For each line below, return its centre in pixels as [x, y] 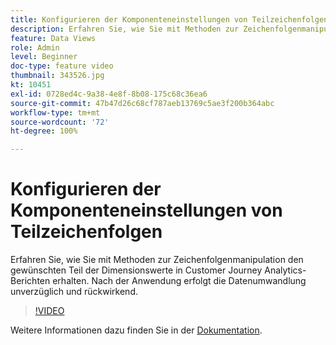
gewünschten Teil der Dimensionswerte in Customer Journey [136, 270]
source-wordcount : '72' [60, 122]
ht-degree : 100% [44, 131]
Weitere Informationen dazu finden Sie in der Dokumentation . [136, 330]
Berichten [30, 281]
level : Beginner [44, 57]
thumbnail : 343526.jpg [57, 76]
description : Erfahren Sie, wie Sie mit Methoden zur [125, 29]
